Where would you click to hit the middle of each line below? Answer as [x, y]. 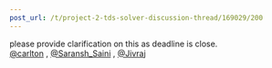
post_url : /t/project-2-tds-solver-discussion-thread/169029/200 [136, 18]
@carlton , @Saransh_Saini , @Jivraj [78, 53]
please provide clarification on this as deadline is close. [114, 44]
